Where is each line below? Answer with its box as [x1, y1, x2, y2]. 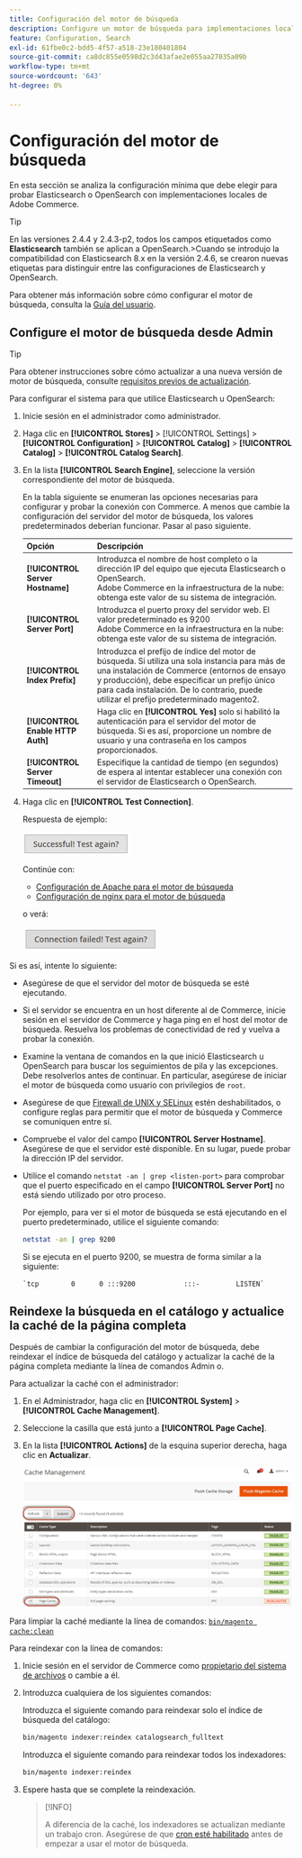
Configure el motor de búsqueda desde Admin [9, 324, 274, 340]
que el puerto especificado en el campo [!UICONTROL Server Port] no [22, 1179, 285, 1190]
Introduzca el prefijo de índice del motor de [96, 645, 256, 657]
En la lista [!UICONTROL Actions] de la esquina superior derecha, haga [22, 1440, 288, 1451]
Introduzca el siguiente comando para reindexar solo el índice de [22, 1705, 263, 1716]
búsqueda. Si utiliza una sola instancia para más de [96, 655, 286, 666]
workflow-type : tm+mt [9, 62, 91, 71]
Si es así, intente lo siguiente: [9, 960, 118, 970]
